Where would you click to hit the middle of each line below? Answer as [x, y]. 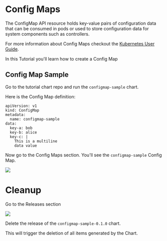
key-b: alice [23, 132]
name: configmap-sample [35, 119]
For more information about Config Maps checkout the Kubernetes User [80, 43]
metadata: [16, 114]
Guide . [12, 49]
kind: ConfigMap [22, 110]
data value [26, 145]
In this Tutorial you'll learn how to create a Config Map [62, 58]
